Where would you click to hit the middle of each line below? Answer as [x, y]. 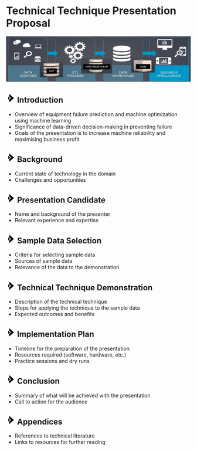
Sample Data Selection [59, 241]
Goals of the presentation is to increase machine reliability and [90, 133]
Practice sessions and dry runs [52, 361]
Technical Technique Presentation [91, 11]
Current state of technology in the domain [65, 174]
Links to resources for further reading [60, 442]
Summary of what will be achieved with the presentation [82, 395]
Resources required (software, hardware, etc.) [70, 355]
